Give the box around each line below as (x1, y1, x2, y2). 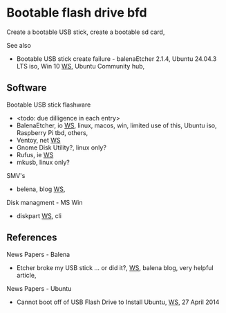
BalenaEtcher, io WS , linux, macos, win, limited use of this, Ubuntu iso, (16, 121, 217, 129)
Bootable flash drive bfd (6, 5, 147, 21)
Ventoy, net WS (16, 136, 61, 144)
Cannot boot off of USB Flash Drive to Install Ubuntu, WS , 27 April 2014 (16, 298, 220, 306)
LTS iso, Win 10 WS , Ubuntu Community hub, (16, 62, 145, 70)
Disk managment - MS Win (6, 198, 83, 206)
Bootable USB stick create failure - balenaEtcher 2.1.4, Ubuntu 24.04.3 (16, 54, 217, 63)
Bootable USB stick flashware (6, 100, 91, 109)
